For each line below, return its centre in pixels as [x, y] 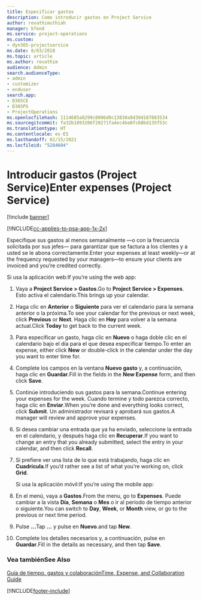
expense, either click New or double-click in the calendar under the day [104, 350]
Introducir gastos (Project [72, 175]
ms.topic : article [30, 56]
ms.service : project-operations [47, 34]
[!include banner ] [28, 217]
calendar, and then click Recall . [54, 448]
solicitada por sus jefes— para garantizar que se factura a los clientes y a [97, 246]
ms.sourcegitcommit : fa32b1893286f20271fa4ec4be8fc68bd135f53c [87, 123]
